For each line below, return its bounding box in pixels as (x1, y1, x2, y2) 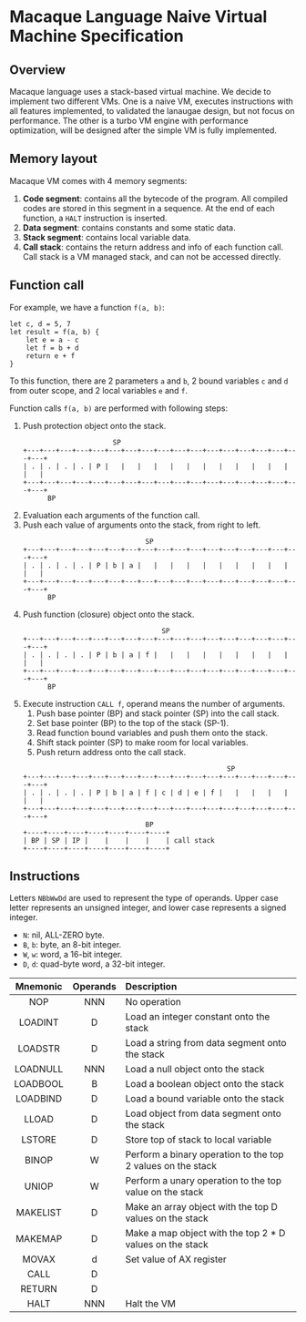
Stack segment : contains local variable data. (22, 231, 191, 242)
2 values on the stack (125, 1160, 217, 1173)
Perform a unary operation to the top (125, 1174, 282, 1187)
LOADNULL (14, 1063, 64, 1076)
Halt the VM (125, 1297, 176, 1310)
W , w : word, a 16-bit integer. (22, 949, 123, 960)
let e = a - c (25, 335, 79, 344)
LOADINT (18, 1016, 59, 1029)
